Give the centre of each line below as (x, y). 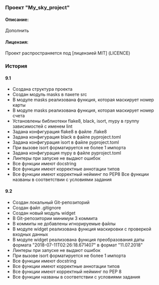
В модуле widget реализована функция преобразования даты (78, 239)
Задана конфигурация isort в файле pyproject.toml (65, 142)
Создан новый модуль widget (44, 213)
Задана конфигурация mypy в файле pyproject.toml (67, 153)
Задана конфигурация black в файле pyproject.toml (66, 137)
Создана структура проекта (42, 89)
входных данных (30, 234)
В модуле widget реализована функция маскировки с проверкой (82, 229)
